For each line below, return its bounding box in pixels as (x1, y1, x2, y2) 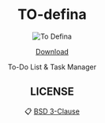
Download (35, 47, 69, 56)
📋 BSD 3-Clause (24, 106, 80, 116)
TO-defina (17, 6, 87, 24)
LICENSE (29, 85, 75, 99)
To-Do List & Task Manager (7, 61, 97, 72)
